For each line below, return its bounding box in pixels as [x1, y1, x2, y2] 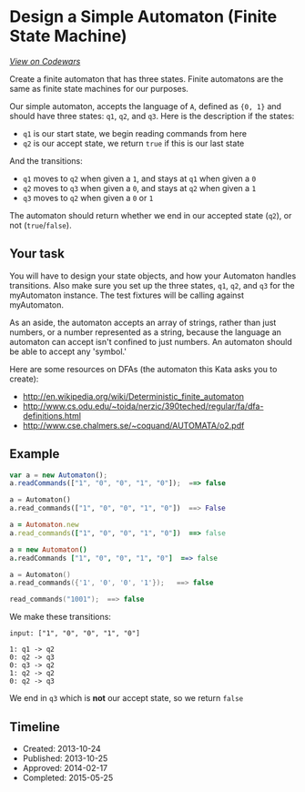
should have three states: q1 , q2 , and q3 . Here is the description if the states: [9, 110, 295, 121]
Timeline [9, 719, 61, 735]
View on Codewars [9, 56, 81, 66]
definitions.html [22, 410, 82, 421]
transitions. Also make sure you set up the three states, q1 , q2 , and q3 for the [9, 279, 295, 290]
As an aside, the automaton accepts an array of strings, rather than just [9, 317, 277, 328]
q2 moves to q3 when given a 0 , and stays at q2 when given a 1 [22, 182, 257, 193]
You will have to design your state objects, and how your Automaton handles [9, 270, 297, 281]
